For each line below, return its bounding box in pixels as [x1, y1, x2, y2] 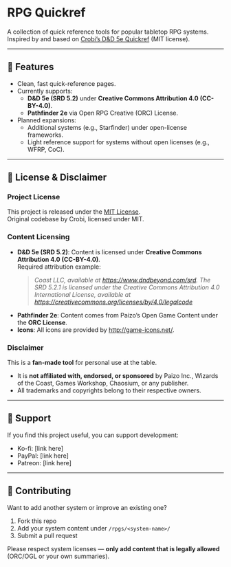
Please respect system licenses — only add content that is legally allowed [7, 544, 220, 553]
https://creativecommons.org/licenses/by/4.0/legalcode [34, 298, 193, 306]
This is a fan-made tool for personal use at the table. [7, 359, 157, 367]
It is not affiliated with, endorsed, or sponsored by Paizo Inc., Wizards [16, 372, 219, 380]
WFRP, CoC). [27, 145, 65, 153]
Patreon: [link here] [16, 458, 72, 467]
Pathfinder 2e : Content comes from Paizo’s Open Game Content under [16, 311, 219, 319]
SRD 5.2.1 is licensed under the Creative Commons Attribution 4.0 [34, 283, 220, 291]
